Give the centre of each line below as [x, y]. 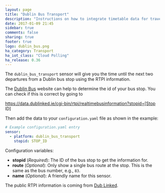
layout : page [18, 10]
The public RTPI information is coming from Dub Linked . [62, 185]
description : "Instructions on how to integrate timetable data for [77, 19]
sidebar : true [20, 28]
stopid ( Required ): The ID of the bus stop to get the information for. [80, 160]
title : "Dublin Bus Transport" [37, 14]
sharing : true [20, 37]
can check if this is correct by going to [44, 94]
